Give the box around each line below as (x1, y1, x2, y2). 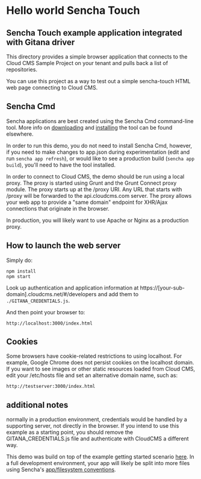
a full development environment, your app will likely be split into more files (6, 460, 190, 467)
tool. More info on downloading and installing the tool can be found (6, 124, 173, 131)
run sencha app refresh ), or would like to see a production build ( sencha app (6, 154, 194, 162)
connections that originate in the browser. (6, 205, 110, 212)
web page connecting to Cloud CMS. (6, 84, 98, 91)
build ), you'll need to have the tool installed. (6, 161, 116, 168)
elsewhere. (6, 130, 34, 138)
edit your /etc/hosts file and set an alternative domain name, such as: (6, 372, 178, 379)
